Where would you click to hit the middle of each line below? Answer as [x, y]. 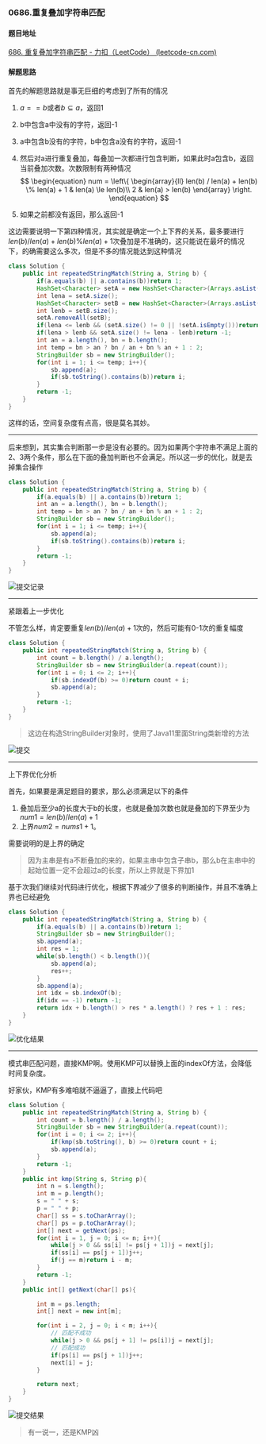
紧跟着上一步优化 [36, 611]
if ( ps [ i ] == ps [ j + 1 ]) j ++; [97, 1355]
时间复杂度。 [29, 1073]
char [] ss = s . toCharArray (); [86, 1216]
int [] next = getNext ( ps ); [81, 1230]
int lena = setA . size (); [78, 295]
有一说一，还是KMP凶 [63, 1432]
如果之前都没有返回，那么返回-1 [71, 214]
